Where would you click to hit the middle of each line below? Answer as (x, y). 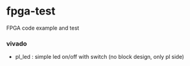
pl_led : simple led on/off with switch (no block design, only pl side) (100, 57)
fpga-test (31, 11)
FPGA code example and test (43, 28)
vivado (17, 44)
